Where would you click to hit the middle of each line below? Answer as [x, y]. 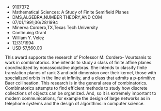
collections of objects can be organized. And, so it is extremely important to [81, 93]
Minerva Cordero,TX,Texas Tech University [55, 28]
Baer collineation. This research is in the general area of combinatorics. [76, 83]
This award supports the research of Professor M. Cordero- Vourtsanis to [78, 57]
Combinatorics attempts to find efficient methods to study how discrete [76, 88]
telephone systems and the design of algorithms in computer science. [75, 104]
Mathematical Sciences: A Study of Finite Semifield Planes [70, 12]
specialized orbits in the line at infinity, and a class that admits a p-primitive [80, 78]
